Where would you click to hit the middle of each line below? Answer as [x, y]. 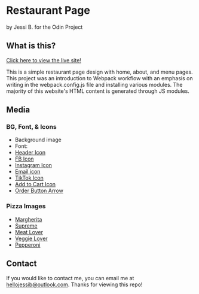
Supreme [26, 226]
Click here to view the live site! [44, 60]
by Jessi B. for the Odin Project [45, 27]
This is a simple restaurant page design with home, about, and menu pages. [99, 72]
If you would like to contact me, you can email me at [70, 278]
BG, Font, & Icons [31, 127]
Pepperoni [27, 245]
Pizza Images [26, 206]
